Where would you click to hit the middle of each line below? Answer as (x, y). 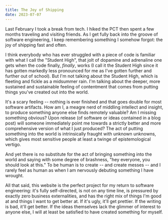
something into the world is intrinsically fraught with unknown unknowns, (81, 134)
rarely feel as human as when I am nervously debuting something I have (79, 170)
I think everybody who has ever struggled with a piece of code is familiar (80, 54)
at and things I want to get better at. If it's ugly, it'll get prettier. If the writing (83, 201)
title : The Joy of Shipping (35, 10)
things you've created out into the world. (47, 92)
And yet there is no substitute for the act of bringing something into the (78, 154)
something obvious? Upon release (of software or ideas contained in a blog (83, 118)
